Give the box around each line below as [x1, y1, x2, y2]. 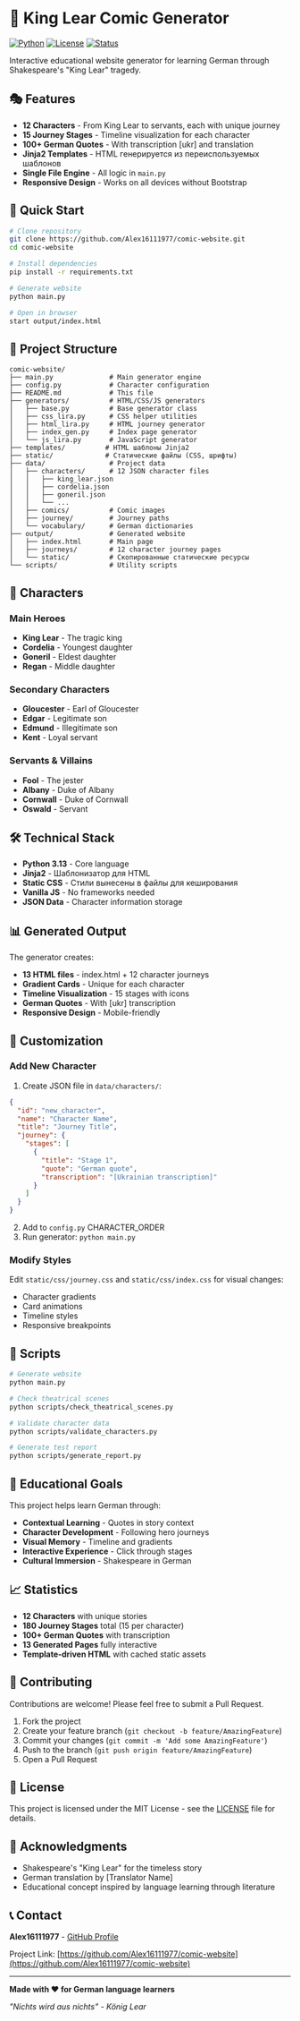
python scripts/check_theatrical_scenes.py [9, 1403, 174, 1411]
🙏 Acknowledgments [9, 1838, 128, 1854]
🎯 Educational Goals [9, 1476, 123, 1491]
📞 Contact [9, 1907, 62, 1923]
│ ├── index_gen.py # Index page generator [9, 428, 198, 437]
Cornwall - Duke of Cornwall [21, 794, 129, 805]
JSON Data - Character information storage [21, 897, 183, 908]
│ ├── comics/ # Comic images [9, 506, 166, 516]
